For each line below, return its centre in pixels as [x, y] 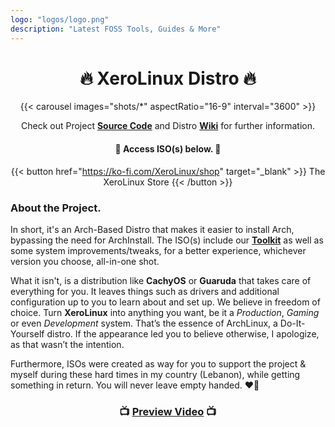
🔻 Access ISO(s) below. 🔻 [168, 149]
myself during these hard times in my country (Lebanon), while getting [155, 374]
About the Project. [56, 208]
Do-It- [292, 323]
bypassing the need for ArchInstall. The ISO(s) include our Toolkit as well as [167, 240]
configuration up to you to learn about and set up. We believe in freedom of [165, 302]
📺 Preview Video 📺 [168, 411]
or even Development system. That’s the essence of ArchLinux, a [144, 323]
